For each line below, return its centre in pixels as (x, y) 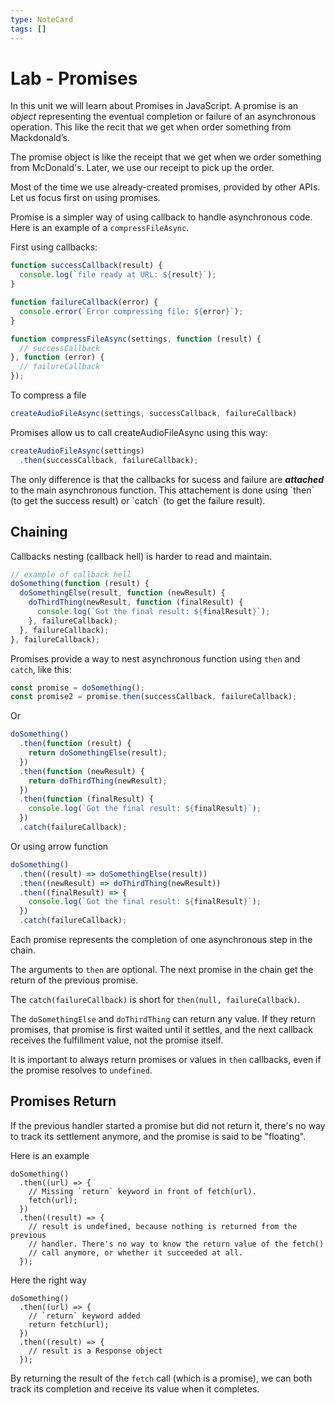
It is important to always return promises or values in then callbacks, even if (166, 1059)
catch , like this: (41, 669)
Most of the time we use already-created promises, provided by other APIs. (165, 187)
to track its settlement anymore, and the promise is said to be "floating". (158, 1136)
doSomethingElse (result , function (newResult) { (122, 593)
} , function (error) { (57, 357)
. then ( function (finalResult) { (87, 799)
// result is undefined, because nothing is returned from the (163, 1226)
